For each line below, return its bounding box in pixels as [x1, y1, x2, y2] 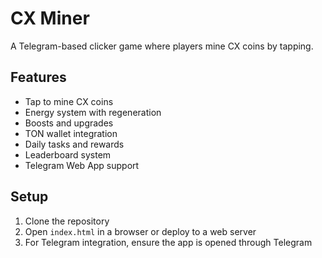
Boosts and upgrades [24, 117, 114, 129]
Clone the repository [24, 215, 110, 227]
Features [10, 69, 67, 86]
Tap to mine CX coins [24, 95, 114, 107]
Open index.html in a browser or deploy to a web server [24, 225, 257, 237]
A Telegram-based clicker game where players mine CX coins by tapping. [10, 40, 314, 52]
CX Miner [10, 7, 90, 30]
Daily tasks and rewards [24, 138, 125, 150]
